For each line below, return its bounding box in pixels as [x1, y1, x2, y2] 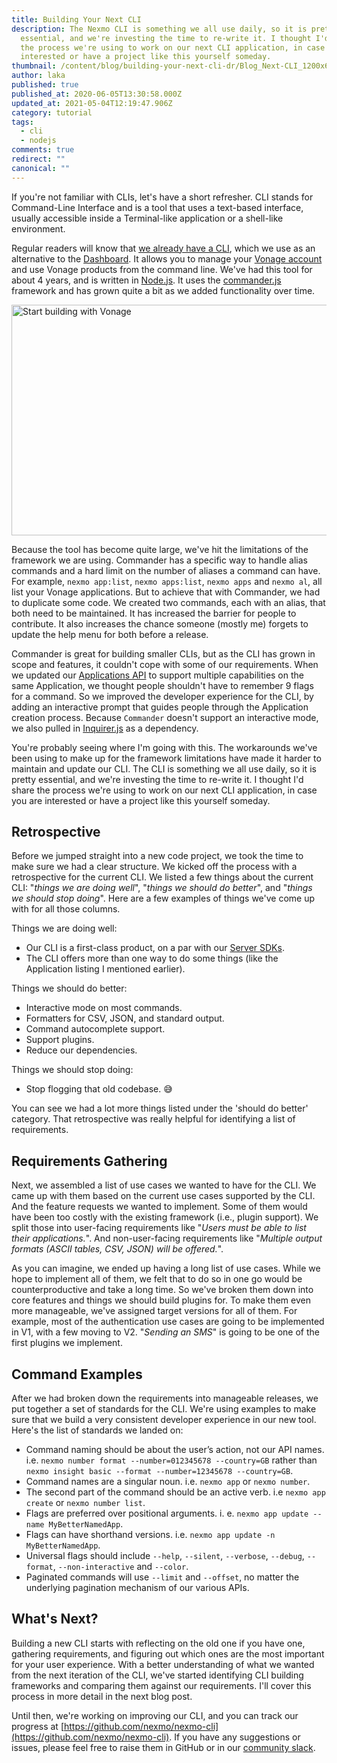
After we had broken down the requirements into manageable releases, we [11, 1392, 319, 1405]
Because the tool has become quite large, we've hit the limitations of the [11, 543, 309, 555]
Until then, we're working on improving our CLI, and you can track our [11, 1709, 299, 1721]
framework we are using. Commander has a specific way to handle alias [11, 554, 308, 566]
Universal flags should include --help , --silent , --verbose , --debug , [25, 1550, 305, 1562]
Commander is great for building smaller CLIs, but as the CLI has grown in [11, 647, 316, 660]
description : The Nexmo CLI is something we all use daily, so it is [11, 24, 308, 34]
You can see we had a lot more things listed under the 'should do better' [11, 1102, 309, 1115]
